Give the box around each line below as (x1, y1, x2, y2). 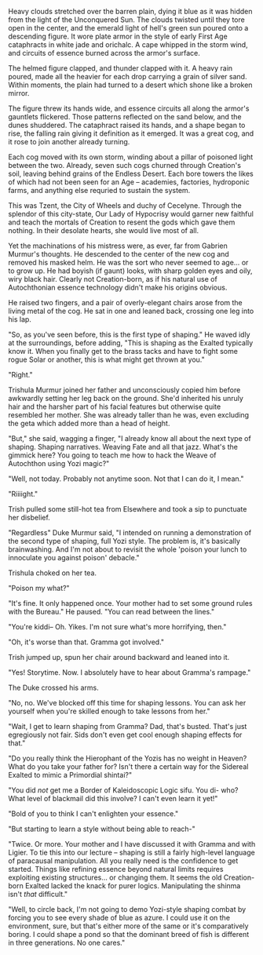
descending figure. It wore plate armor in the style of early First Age (8, 31, 228, 41)
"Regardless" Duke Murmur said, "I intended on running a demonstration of (8, 528, 252, 537)
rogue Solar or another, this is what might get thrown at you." (8, 355, 206, 364)
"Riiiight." (8, 490, 38, 498)
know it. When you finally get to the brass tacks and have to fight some (8, 347, 238, 355)
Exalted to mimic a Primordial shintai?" (8, 771, 132, 779)
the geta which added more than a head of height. (8, 419, 170, 428)
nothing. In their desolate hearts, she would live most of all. (8, 226, 199, 235)
